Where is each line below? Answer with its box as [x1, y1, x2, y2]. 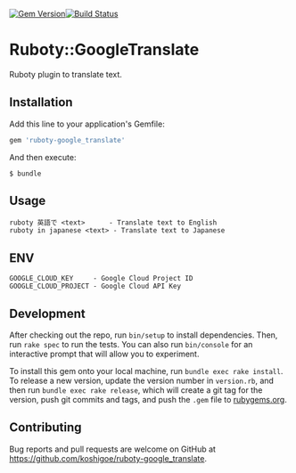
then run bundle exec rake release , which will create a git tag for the [9, 385, 263, 396]
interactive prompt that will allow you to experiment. [9, 348, 200, 360]
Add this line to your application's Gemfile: [9, 118, 165, 129]
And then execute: [9, 151, 77, 162]
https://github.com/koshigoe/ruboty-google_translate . [9, 453, 208, 463]
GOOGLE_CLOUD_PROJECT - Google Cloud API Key [9, 281, 181, 291]
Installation [9, 94, 73, 110]
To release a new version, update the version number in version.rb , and [9, 375, 275, 387]
